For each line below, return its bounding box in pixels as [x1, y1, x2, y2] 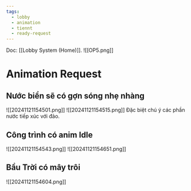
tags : [6, 8, 19, 15]
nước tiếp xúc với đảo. [6, 113, 60, 120]
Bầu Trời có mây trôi [6, 163, 81, 173]
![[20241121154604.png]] [6, 178, 66, 185]
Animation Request [6, 67, 102, 81]
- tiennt [11, 25, 33, 31]
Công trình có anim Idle [6, 130, 93, 140]
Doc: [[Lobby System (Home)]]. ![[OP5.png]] [6, 47, 113, 54]
